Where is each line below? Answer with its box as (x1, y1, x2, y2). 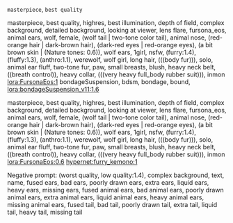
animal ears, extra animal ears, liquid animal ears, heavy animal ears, (7, 193, 204, 201)
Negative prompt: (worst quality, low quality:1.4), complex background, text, (7, 171, 225, 179)
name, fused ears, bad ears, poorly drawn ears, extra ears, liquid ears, (7, 179, 209, 186)
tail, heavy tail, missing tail (7, 208, 83, 216)
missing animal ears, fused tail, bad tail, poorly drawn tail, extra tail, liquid (7, 201, 218, 208)
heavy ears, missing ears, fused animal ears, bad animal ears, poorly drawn (7, 186, 224, 194)
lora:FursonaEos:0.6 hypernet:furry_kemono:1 (7, 158, 138, 165)
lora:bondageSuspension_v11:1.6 (7, 85, 99, 93)
